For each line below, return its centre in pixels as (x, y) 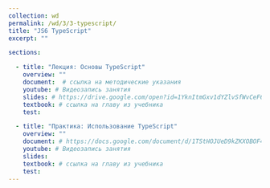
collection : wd (34, 16)
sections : (25, 53)
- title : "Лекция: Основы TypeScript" (81, 67)
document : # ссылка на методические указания (102, 82)
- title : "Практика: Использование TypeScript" (97, 127)
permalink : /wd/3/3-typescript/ (62, 23)
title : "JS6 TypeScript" (50, 31)
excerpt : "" (28, 38)
